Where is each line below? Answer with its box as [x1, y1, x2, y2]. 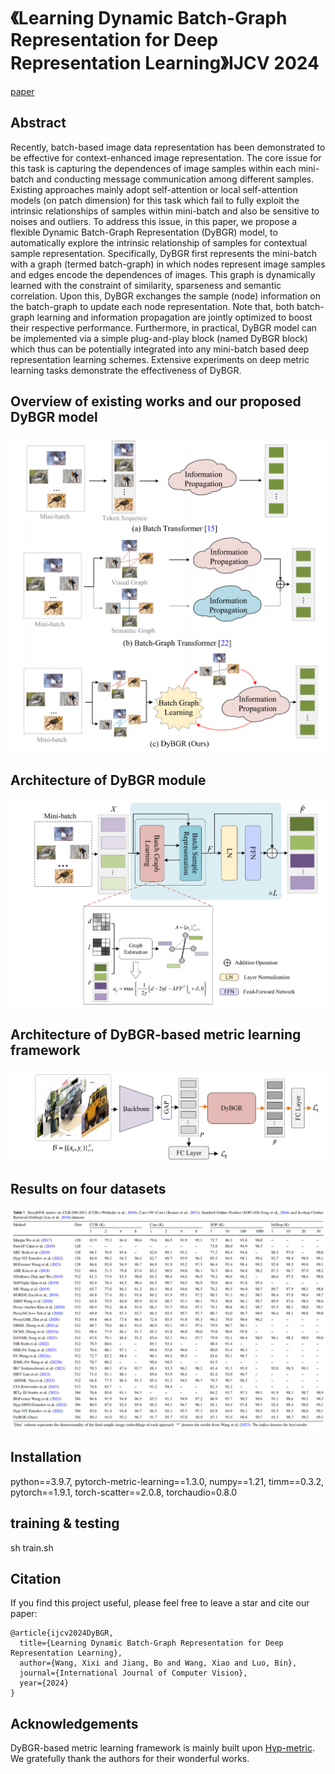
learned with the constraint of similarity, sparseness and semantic [10, 279, 282, 291]
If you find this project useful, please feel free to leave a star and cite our [10, 1597, 310, 1609]
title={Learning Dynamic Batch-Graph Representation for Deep [19, 1638, 284, 1649]
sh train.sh [10, 1541, 54, 1554]
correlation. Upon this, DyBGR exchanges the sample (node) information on [10, 290, 322, 302]
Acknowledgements [10, 1715, 139, 1732]
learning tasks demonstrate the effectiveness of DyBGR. [10, 364, 242, 376]
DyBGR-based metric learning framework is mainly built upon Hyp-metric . [10, 1742, 315, 1754]
